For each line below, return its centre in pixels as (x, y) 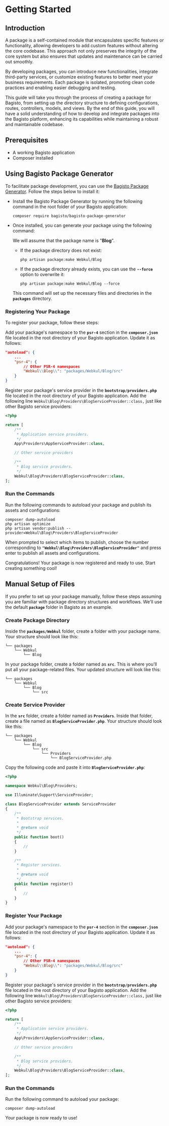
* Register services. (39, 865)
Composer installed (33, 158)
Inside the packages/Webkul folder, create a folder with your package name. (83, 631)
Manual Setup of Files (40, 584)
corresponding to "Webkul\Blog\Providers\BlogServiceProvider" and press (83, 548)
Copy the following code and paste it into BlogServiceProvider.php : (75, 767)
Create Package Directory (38, 620)
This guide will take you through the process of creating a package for (78, 98)
